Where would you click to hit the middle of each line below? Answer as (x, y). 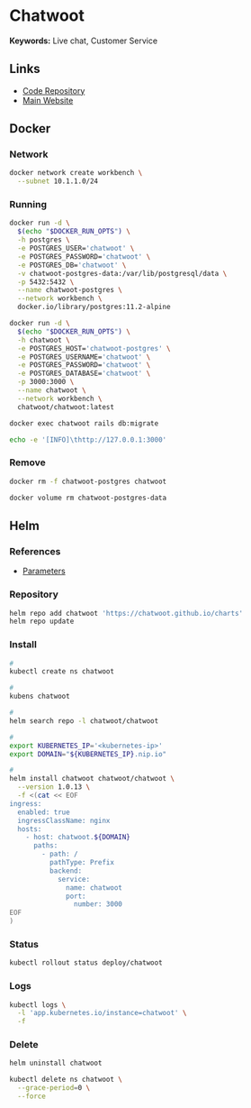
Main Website (48, 100)
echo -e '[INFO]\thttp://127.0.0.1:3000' (88, 440)
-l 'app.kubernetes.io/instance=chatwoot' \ (102, 1013)
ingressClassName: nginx (64, 820)
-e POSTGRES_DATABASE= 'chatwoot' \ (84, 374)
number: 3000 (98, 904)
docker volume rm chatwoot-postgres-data (88, 498)
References (35, 551)
